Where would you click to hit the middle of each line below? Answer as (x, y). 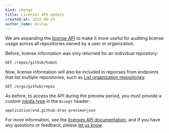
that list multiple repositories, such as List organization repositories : (75, 77)
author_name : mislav (27, 24)
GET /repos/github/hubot (31, 63)
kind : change (19, 10)
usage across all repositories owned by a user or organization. (70, 44)
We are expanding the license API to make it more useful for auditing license (84, 38)
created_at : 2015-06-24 (30, 19)
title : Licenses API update (35, 15)
